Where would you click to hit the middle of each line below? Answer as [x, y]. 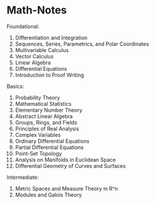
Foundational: [23, 26]
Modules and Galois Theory [49, 195]
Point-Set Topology [38, 153]
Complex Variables [38, 134]
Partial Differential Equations [49, 147]
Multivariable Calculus [42, 50]
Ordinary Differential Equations [52, 141]
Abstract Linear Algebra [44, 116]
